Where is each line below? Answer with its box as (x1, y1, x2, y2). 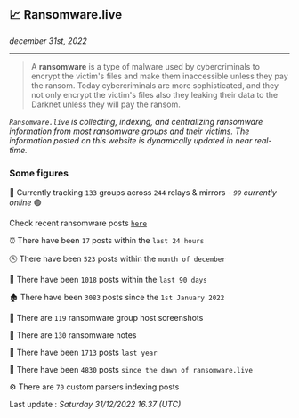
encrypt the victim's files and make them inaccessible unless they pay (30, 70, 289, 81)
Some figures (9, 167, 69, 179)
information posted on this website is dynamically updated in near (9, 135, 253, 145)
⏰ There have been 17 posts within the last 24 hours (9, 235, 205, 246)
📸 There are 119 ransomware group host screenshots (9, 313, 204, 324)
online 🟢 (9, 197, 42, 208)
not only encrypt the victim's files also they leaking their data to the (30, 89, 279, 100)
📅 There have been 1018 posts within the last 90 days (9, 275, 207, 285)
